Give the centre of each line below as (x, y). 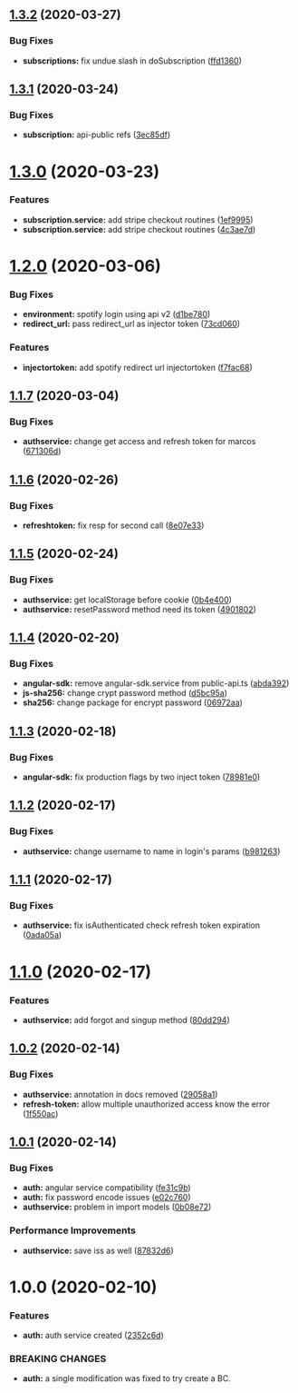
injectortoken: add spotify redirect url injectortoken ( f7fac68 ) (138, 367)
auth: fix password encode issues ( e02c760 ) (107, 1198)
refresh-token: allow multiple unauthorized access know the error (146, 1104)
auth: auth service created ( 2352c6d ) (93, 1336)
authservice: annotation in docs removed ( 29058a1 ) (120, 1094)
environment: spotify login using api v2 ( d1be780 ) (116, 314)
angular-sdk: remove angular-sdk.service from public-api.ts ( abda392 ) (156, 683)
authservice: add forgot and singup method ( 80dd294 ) (126, 1020)
